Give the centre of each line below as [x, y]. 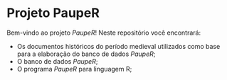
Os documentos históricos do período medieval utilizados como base [118, 46]
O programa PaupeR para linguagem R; [74, 69]
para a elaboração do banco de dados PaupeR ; [86, 54]
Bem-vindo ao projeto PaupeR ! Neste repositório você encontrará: [104, 33]
